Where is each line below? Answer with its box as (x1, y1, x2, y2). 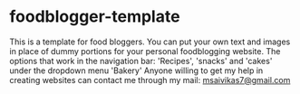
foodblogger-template (9, 6, 180, 27)
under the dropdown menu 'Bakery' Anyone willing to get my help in (9, 65, 264, 76)
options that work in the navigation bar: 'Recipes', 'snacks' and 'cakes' (9, 55, 273, 66)
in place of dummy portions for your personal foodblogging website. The (9, 45, 281, 56)
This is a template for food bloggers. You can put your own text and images (9, 36, 291, 47)
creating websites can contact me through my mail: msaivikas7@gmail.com (9, 74, 291, 85)
